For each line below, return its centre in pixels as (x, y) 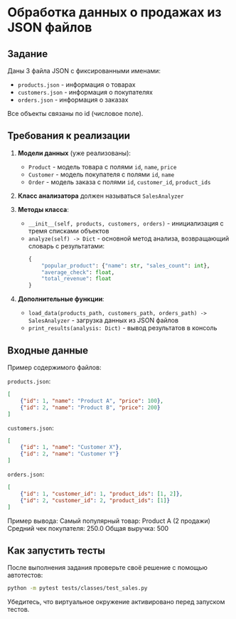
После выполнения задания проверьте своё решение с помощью (108, 568)
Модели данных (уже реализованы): (74, 153)
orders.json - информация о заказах (73, 100)
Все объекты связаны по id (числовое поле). (75, 113)
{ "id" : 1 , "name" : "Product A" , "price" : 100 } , (92, 401)
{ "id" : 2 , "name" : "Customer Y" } (70, 454)
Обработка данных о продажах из (114, 12)
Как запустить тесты (56, 550)
